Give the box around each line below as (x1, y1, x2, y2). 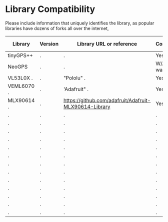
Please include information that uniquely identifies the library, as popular (5, 20, 154, 26)
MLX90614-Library (63, 103, 111, 110)
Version (39, 40, 59, 47)
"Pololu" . (63, 74, 86, 81)
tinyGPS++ (7, 51, 33, 58)
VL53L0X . (7, 74, 33, 81)
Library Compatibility (5, 3, 95, 15)
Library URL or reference (76, 40, 137, 47)
